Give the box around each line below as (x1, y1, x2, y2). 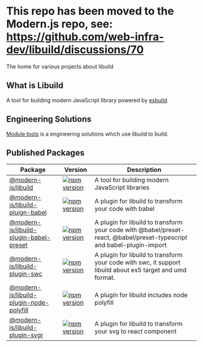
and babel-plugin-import (94, 241, 167, 250)
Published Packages (6, 147, 85, 158)
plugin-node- (9, 299, 50, 307)
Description (126, 165, 162, 174)
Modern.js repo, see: (6, 17, 113, 31)
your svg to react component (94, 327, 177, 335)
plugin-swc (9, 269, 43, 278)
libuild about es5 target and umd (94, 266, 187, 274)
